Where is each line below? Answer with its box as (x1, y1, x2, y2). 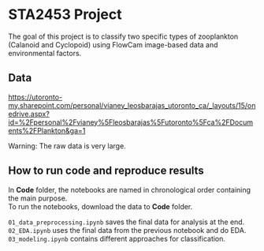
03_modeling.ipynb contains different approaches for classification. (8, 234, 226, 243)
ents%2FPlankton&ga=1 (8, 126, 86, 135)
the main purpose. (8, 193, 68, 203)
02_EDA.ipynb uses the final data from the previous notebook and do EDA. (8, 225, 247, 234)
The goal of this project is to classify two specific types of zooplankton (8, 32, 239, 41)
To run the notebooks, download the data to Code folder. (8, 201, 193, 211)
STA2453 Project (8, 6, 122, 24)
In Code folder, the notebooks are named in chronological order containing (8, 185, 251, 194)
